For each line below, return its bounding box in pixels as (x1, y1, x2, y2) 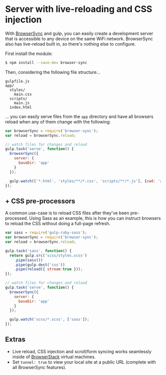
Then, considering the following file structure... (5, 69, 100, 75)
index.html (9, 105, 32, 110)
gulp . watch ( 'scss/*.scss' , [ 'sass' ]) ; (9, 317, 90, 322)
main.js (14, 100, 30, 105)
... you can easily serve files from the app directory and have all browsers (5, 113, 154, 120)
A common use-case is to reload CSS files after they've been (5, 210, 129, 216)
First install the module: (5, 51, 53, 57)
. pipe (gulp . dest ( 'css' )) (14, 262, 65, 267)
